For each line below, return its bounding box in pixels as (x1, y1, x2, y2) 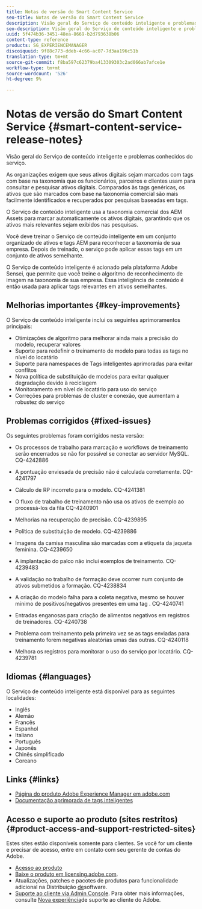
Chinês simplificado (14, 750, 64, 758)
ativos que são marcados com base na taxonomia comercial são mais (6, 190, 179, 198)
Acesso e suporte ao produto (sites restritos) (6, 814, 179, 825)
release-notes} (6, 133, 83, 146)
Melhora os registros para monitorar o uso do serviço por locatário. (14, 647, 182, 655)
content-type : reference (6, 37, 69, 43)
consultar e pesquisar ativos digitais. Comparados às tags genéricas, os (6, 184, 185, 191)
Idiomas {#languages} (6, 672, 92, 682)
